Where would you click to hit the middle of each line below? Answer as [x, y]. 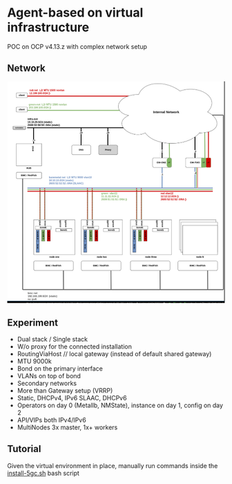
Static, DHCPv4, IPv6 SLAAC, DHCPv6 [72, 398]
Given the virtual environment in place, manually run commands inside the [113, 465]
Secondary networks [47, 383]
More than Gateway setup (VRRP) [65, 391]
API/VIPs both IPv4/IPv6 [51, 420]
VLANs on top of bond [49, 376]
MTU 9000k [34, 362]
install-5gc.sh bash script [43, 473]
